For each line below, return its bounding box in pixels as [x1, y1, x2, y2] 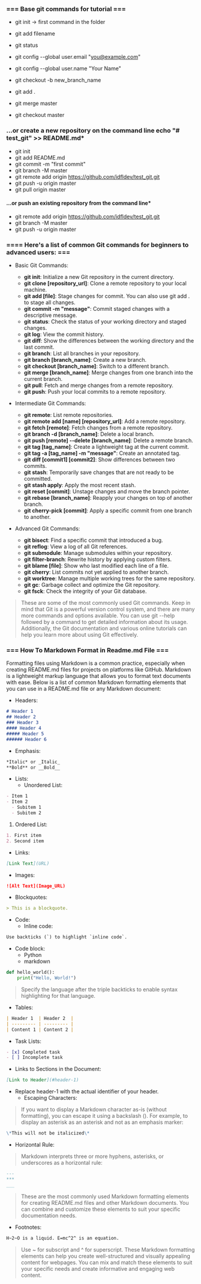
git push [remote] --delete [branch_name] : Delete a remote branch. [23, 437, 194, 444]
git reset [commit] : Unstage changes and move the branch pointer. [23, 488, 191, 495]
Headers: [14, 697, 38, 704]
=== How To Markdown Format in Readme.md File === [6, 646, 169, 655]
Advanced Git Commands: [14, 525, 80, 532]
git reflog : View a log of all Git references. [23, 543, 128, 550]
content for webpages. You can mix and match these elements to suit [20, 1259, 193, 1266]
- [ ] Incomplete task [6, 1055, 63, 1061]
